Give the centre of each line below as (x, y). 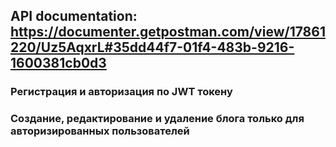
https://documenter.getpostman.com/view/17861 (168, 32)
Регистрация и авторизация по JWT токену (121, 92)
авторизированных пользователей (100, 131)
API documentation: (74, 16)
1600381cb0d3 (58, 63)
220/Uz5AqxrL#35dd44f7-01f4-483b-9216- (152, 47)
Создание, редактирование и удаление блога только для (157, 119)
